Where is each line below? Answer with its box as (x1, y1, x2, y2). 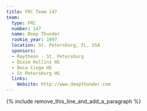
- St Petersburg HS (11, 70, 60, 76)
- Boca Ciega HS (11, 64, 52, 71)
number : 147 (11, 25, 42, 32)
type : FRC (11, 20, 36, 26)
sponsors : (11, 48, 36, 54)
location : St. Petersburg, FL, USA (11, 43, 100, 49)
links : (11, 76, 28, 82)
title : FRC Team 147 (6, 8, 58, 15)
